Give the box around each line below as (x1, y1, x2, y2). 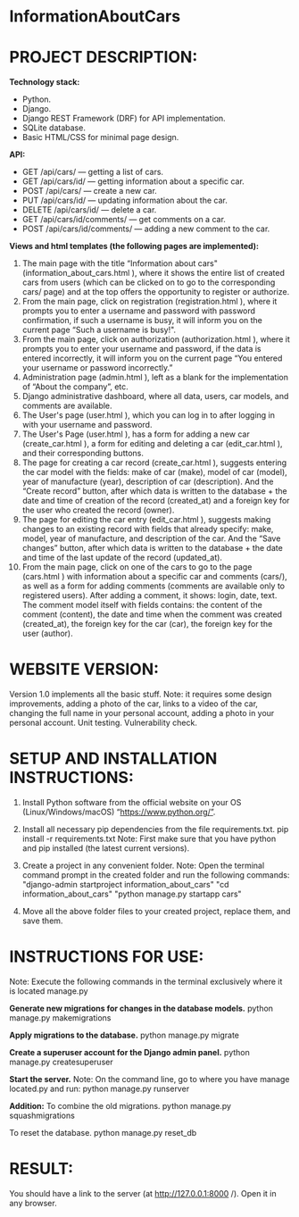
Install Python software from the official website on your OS (21, 797, 242, 807)
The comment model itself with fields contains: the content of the (21, 600, 263, 611)
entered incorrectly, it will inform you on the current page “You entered (21, 353, 283, 363)
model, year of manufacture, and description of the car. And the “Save (21, 533, 281, 544)
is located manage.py (9, 985, 88, 996)
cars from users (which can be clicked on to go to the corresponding (21, 277, 276, 288)
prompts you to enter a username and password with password (21, 305, 256, 316)
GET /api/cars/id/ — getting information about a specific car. (21, 176, 245, 187)
